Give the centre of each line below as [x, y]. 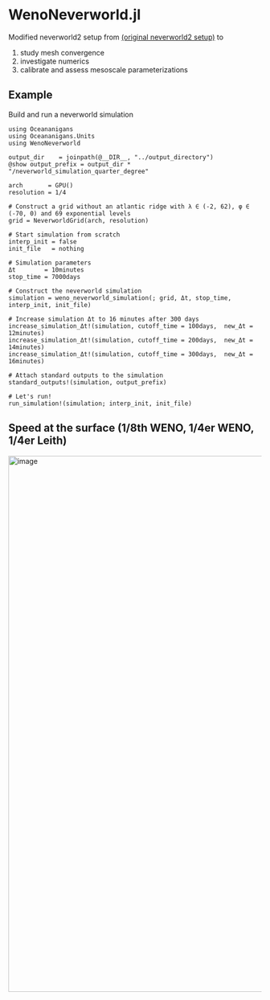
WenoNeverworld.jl [75, 15]
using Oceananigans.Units [51, 136]
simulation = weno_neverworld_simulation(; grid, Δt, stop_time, [120, 298]
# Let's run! [30, 396]
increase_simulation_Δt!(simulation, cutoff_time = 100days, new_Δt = [131, 326]
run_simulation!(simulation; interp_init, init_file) [100, 404]
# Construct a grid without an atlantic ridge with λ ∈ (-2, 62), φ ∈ [129, 207]
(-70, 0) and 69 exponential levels [70, 213]
